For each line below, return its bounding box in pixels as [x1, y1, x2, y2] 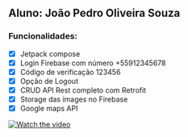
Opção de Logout [19, 76, 79, 85]
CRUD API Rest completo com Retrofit [19, 85, 147, 95]
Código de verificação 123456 [19, 67, 121, 77]
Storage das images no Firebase [19, 94, 128, 104]
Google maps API [19, 104, 78, 114]
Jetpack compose [19, 48, 81, 59]
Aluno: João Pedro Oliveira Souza [8, 6, 181, 20]
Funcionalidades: [8, 31, 78, 42]
